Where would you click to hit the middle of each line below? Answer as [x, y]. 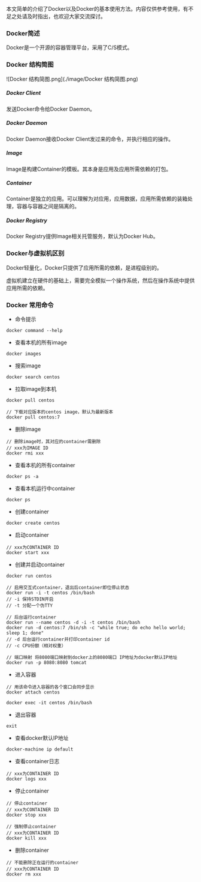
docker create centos [33, 523]
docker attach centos [33, 692]
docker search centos [33, 377]
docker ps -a [22, 477]
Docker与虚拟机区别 [35, 253]
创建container [32, 512]
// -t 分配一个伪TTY [29, 606]
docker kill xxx [26, 838]
